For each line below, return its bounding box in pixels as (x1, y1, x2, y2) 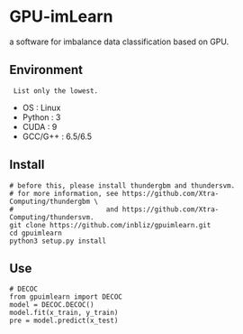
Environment (9, 62, 84, 78)
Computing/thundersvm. (9, 212, 94, 222)
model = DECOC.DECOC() (9, 301, 94, 310)
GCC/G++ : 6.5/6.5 (22, 131, 93, 142)
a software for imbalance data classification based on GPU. (9, 36, 229, 47)
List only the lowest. (13, 86, 99, 96)
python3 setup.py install (9, 237, 106, 246)
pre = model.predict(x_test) (9, 316, 119, 326)
